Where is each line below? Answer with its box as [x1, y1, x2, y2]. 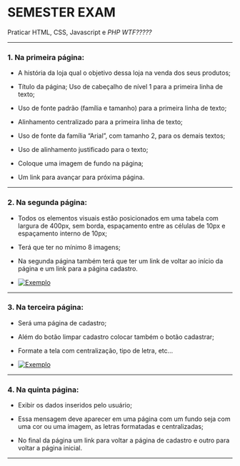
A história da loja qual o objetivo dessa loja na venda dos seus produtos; [17, 69, 231, 77]
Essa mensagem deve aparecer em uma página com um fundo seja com [17, 415, 231, 423]
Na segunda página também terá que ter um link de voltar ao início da [17, 256, 224, 265]
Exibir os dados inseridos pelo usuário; [17, 401, 132, 410]
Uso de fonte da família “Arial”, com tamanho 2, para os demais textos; [17, 131, 226, 140]
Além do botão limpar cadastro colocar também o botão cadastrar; [17, 333, 214, 341]
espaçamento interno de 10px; [17, 229, 108, 238]
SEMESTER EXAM [7, 4, 116, 21]
